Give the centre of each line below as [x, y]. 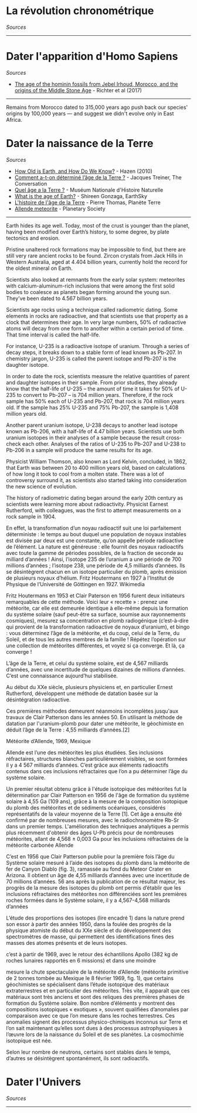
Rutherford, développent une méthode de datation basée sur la [82, 693]
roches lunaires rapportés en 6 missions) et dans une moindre [81, 960]
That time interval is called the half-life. [53, 335]
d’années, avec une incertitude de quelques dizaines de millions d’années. [96, 669]
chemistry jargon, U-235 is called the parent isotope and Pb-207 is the [91, 358]
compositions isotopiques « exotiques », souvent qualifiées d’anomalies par [97, 1009]
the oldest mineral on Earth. [40, 268]
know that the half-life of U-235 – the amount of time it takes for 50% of [93, 389]
